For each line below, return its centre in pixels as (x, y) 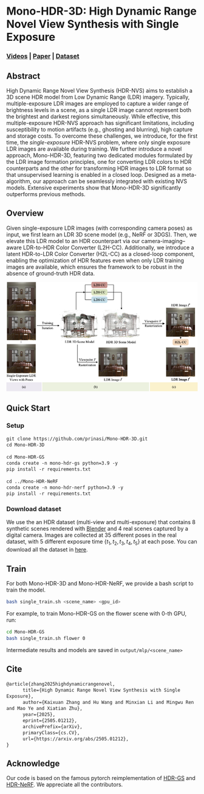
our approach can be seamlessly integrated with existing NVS (110, 181)
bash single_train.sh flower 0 (46, 638)
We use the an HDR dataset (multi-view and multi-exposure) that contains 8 (101, 522)
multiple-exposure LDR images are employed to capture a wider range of (97, 103)
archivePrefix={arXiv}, (53, 726)
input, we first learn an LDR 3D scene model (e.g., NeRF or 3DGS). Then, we (102, 234)
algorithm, (19, 181)
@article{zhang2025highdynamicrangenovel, (61, 684)
